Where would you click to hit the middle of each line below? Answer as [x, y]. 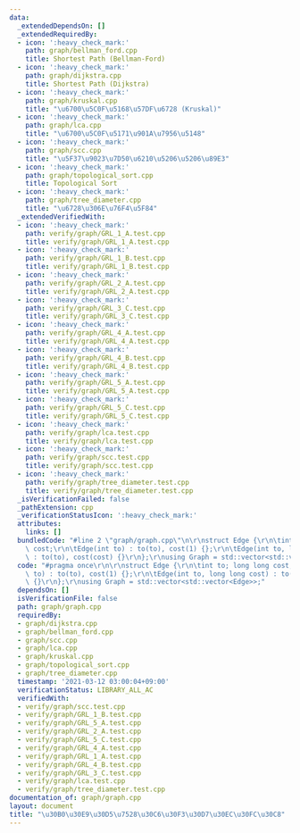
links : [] [44, 532]
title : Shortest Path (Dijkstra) [87, 84]
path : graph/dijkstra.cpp [74, 76]
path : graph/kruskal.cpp [71, 100]
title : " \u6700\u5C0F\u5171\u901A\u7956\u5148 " [115, 134]
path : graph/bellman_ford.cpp [82, 51]
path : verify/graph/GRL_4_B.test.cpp [96, 358]
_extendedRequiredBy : [58, 34]
